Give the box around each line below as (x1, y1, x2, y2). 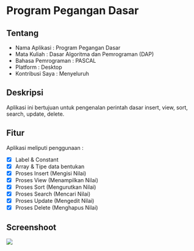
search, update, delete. (6, 110, 65, 118)
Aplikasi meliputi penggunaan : (6, 144, 84, 151)
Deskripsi (6, 88, 44, 98)
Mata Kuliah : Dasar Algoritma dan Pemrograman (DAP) (15, 51, 154, 58)
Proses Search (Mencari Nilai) (15, 190, 91, 197)
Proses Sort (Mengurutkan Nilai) (15, 183, 96, 191)
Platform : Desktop (15, 63, 62, 71)
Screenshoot (6, 222, 57, 232)
